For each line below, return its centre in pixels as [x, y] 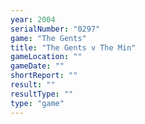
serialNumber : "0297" [55, 29]
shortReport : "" [44, 76]
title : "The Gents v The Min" [73, 47]
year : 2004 [33, 19]
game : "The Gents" [48, 38]
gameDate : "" [37, 66]
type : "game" [37, 103]
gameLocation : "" [46, 57]
